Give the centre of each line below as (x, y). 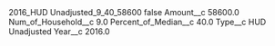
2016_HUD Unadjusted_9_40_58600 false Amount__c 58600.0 (124, 12)
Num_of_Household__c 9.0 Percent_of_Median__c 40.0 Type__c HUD (137, 22)
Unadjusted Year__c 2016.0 (59, 32)
